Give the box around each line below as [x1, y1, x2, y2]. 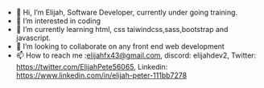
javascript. [15, 33, 51, 42]
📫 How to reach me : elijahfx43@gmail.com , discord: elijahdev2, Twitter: [15, 50, 257, 60]
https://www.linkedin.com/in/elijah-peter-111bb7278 [15, 70, 188, 80]
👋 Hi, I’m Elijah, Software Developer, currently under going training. [15, 8, 238, 17]
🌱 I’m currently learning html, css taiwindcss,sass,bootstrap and [15, 25, 229, 34]
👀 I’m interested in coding [15, 16, 101, 26]
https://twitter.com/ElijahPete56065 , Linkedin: [15, 62, 168, 71]
